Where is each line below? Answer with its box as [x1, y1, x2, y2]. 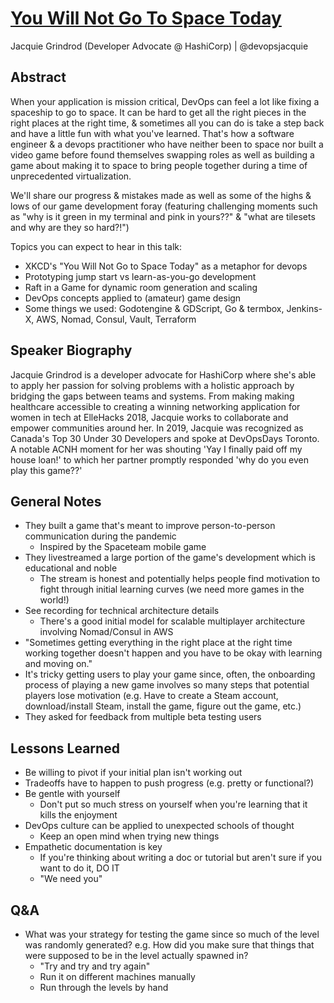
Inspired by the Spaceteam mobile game [39, 541, 207, 553]
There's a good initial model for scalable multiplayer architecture [39, 615, 306, 627]
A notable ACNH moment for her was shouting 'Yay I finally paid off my [10, 443, 303, 455]
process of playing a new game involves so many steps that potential [24, 679, 310, 691]
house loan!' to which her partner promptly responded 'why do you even [10, 453, 310, 466]
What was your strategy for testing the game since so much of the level [24, 928, 320, 940]
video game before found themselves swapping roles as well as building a [10, 148, 315, 161]
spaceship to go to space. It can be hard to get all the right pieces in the [10, 106, 307, 118]
